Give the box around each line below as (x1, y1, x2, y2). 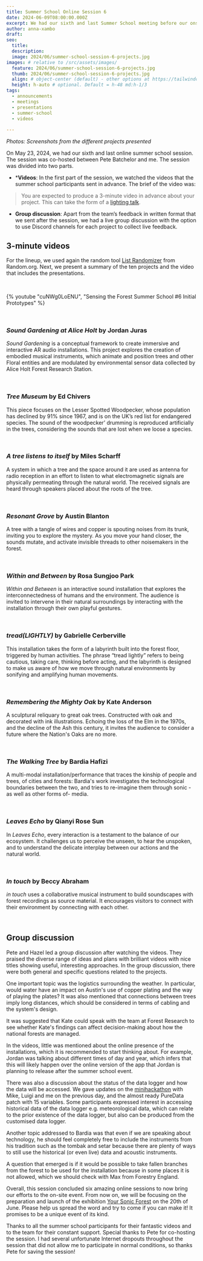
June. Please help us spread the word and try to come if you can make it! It (6, 1204, 193, 1211)
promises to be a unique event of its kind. (6, 1210, 109, 1217)
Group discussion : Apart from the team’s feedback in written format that (14, 210, 196, 218)
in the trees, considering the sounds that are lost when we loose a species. (6, 425, 193, 433)
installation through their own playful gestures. (6, 605, 122, 612)
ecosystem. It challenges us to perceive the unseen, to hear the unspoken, (6, 837, 192, 845)
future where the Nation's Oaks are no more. (6, 730, 118, 738)
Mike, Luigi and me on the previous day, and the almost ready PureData (6, 1092, 184, 1099)
